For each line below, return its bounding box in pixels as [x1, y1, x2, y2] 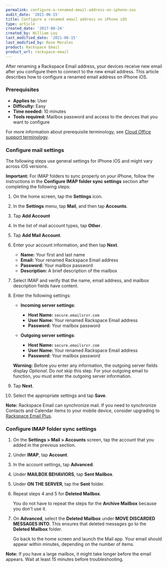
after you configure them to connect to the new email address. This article [6, 68, 159, 74]
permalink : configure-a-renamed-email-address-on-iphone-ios [6, 7, 136, 13]
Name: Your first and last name [20, 252, 85, 258]
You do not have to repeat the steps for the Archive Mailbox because [13, 500, 157, 507]
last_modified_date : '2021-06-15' [6, 36, 78, 41]
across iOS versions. [6, 164, 48, 170]
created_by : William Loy [6, 31, 58, 36]
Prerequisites [6, 86, 39, 93]
